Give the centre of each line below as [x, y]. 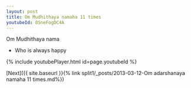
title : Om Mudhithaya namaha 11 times [54, 17]
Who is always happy [40, 50]
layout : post [22, 11]
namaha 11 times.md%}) [35, 79]
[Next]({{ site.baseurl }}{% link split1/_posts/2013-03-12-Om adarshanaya [96, 73]
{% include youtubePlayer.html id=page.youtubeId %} [72, 62]
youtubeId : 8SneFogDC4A [35, 22]
